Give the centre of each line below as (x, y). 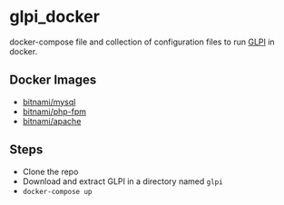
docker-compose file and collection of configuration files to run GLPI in (142, 42)
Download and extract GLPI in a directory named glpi (123, 181)
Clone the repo (50, 171)
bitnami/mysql (49, 102)
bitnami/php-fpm (54, 112)
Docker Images (53, 80)
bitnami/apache (52, 121)
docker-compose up (57, 191)
